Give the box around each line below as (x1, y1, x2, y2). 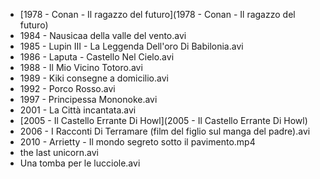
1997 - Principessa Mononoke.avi (19, 94, 158, 105)
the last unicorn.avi (19, 147, 99, 158)
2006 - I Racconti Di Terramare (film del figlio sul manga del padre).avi (19, 125, 311, 137)
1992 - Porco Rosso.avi (19, 83, 116, 94)
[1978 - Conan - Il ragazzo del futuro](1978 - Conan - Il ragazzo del (19, 9, 296, 20)
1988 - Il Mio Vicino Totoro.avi (19, 62, 143, 73)
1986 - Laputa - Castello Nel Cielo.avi (19, 51, 175, 63)
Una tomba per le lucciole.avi (19, 157, 141, 169)
